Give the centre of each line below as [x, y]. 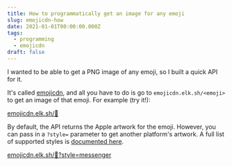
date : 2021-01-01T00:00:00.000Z [54, 26]
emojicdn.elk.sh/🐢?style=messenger [59, 155]
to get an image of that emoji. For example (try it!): [79, 100]
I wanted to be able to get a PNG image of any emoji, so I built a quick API [113, 72]
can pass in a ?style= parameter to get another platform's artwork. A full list [116, 134]
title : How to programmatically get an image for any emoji [96, 13]
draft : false [26, 53]
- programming [34, 39]
